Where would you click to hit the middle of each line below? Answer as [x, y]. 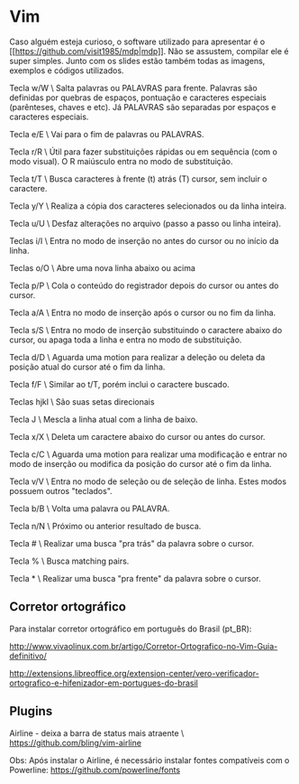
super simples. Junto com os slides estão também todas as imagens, [137, 61]
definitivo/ [28, 656]
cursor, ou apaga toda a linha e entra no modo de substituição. [126, 340]
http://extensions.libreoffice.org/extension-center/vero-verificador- [134, 673]
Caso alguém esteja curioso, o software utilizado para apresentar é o [137, 42]
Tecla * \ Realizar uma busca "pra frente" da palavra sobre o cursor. [135, 578]
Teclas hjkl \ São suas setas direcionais [82, 401]
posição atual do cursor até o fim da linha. [87, 367]
